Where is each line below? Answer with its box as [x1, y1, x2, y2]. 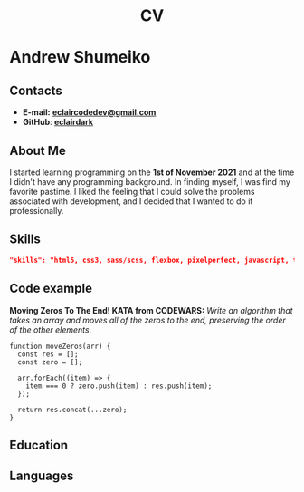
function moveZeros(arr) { [9, 342, 111, 351]
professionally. [9, 206, 64, 216]
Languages [9, 468, 74, 484]
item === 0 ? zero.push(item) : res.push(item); [25, 381, 213, 391]
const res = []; [17, 350, 79, 359]
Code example [9, 281, 93, 296]
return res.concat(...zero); [17, 405, 128, 414]
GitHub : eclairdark [22, 117, 93, 128]
